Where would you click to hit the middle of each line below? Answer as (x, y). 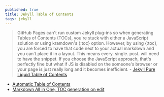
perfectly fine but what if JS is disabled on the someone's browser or (87, 64)
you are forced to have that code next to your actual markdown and (85, 48)
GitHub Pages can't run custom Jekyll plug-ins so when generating (85, 33)
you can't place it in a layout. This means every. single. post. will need (88, 54)
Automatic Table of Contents (41, 84)
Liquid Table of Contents (42, 75)
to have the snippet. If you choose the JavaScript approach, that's (84, 59)
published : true (22, 10)
